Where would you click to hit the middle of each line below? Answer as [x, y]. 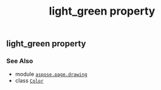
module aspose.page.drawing [51, 74]
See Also [20, 61]
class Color [29, 81]
